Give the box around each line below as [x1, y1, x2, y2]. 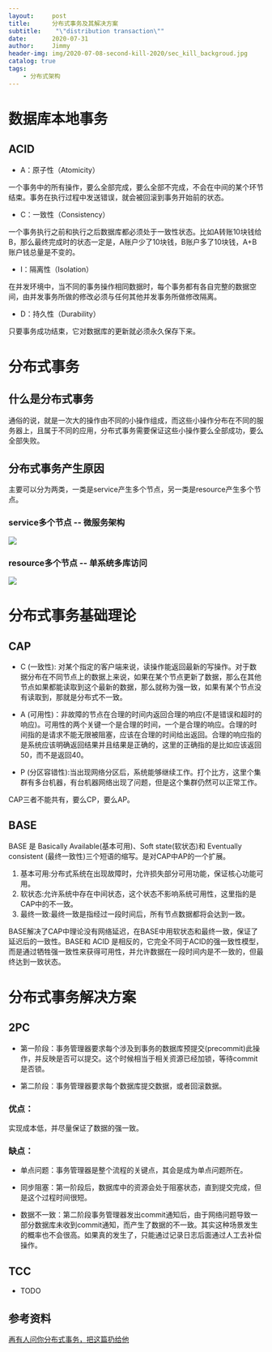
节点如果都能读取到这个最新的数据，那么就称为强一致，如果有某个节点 [19, 682, 255, 692]
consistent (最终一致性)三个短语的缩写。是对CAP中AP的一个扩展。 [8, 851, 231, 861]
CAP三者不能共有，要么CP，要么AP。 [8, 795, 135, 805]
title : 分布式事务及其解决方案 [8, 19, 119, 28]
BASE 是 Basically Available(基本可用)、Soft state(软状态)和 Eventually [8, 841, 243, 851]
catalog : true [8, 58, 57, 66]
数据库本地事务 [8, 109, 108, 128]
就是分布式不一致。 [62, 693, 127, 702]
